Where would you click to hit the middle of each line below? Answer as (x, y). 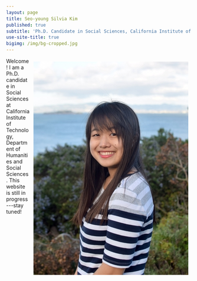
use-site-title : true (33, 37)
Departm (17, 143)
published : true (26, 25)
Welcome (18, 61)
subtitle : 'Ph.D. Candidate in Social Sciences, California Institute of (99, 31)
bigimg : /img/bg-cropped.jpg (42, 44)
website (16, 187)
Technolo (17, 130)
